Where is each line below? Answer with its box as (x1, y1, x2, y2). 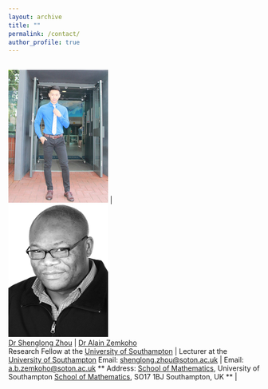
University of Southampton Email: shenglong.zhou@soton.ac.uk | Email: (8, 355, 244, 365)
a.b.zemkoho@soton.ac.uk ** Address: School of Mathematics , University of (8, 363, 260, 373)
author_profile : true (8, 38, 81, 46)
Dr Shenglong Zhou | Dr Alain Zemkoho (8, 338, 137, 347)
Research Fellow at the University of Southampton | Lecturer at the (8, 347, 227, 356)
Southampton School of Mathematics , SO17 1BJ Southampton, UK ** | (8, 372, 238, 382)
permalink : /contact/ (8, 30, 81, 38)
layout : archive (8, 13, 62, 21)
